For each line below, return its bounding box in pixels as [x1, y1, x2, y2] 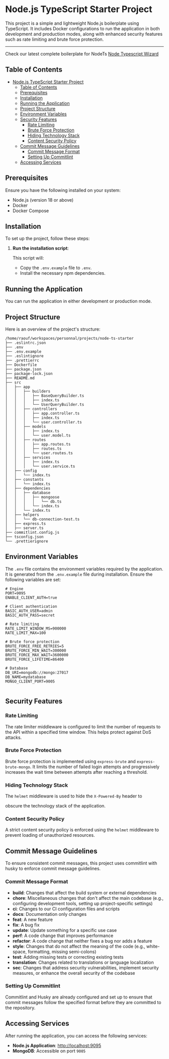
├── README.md [5, 376, 35, 381]
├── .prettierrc [5, 358, 39, 363]
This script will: [12, 255, 44, 261]
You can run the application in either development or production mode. [5, 298, 152, 304]
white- [146, 943, 160, 949]
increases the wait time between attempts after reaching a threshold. [5, 769, 148, 775]
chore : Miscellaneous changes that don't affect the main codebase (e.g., [12, 895, 163, 901]
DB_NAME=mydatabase [5, 674, 46, 679]
